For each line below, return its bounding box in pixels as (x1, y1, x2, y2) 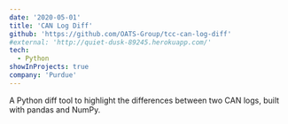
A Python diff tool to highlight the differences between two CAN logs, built (9, 95, 280, 105)
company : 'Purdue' (9, 71, 77, 80)
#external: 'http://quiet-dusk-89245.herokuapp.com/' (9, 37, 213, 47)
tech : (9, 46, 29, 55)
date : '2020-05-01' (9, 12, 82, 22)
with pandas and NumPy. (9, 104, 101, 115)
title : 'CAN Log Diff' (9, 21, 93, 30)
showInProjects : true (9, 63, 90, 72)
